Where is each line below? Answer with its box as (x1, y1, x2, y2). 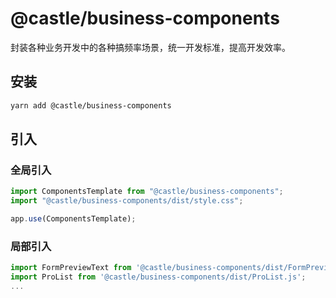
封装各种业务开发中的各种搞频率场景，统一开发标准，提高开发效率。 (10, 41, 291, 53)
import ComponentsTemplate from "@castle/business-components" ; (10, 187, 284, 197)
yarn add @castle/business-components (10, 100, 172, 111)
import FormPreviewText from (10, 263, 132, 273)
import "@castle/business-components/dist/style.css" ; (10, 196, 244, 206)
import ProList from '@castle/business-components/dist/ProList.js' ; (10, 272, 307, 282)
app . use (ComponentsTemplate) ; (10, 214, 137, 224)
